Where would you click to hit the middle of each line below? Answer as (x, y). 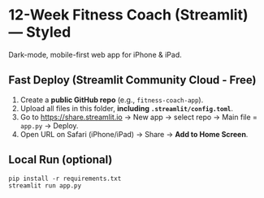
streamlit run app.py (45, 185)
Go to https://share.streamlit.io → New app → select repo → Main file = (139, 117)
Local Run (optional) (61, 160)
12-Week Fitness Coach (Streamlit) (128, 15)
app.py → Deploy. (49, 125)
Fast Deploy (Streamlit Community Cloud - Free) (132, 80)
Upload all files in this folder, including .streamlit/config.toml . (127, 108)
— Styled (40, 32)
